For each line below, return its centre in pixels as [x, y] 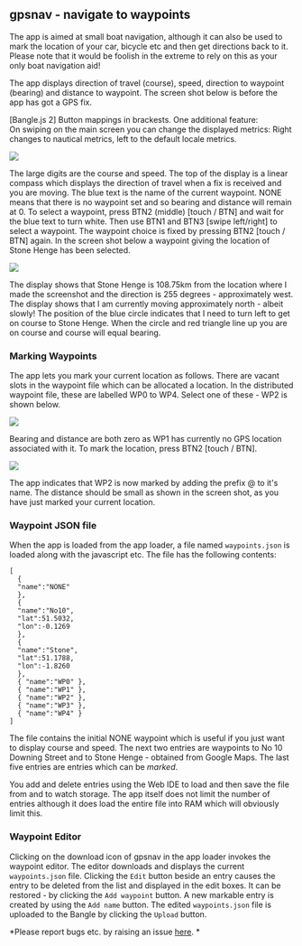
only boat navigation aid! [55, 65]
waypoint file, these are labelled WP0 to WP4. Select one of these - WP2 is [149, 395]
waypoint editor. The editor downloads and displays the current [127, 866]
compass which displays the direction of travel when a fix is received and [146, 183]
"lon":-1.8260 [44, 666]
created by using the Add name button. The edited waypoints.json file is [141, 904]
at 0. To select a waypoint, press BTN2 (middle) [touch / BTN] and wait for [146, 211]
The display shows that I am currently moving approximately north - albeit [146, 304]
